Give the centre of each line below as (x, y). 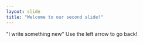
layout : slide (23, 11)
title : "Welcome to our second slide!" (55, 17)
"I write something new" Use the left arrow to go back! (72, 34)
